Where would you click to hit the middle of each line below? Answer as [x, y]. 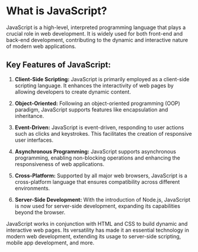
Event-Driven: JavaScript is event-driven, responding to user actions [99, 127]
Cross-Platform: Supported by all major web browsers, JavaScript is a [101, 176]
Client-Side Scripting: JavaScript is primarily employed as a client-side [102, 79]
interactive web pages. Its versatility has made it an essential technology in [98, 230]
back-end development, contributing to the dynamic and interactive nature [97, 40]
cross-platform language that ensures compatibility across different [97, 181]
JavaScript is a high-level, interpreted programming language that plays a [96, 27]
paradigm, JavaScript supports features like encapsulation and [91, 109]
